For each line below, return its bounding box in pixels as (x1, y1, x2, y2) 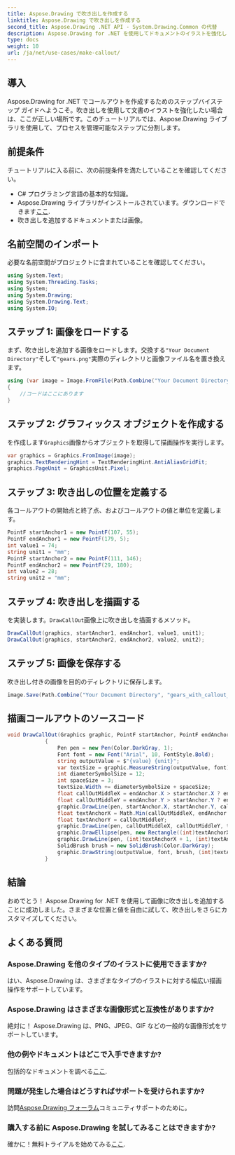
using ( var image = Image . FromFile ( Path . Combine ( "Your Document (7, 377, 199, 384)
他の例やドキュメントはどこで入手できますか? (7, 1050, 162, 1060)
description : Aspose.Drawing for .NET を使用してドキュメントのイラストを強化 (7, 29, 222, 37)
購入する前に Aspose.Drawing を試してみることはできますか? (7, 1123, 216, 1133)
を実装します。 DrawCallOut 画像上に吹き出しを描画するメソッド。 (7, 615, 194, 624)
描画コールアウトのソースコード (7, 712, 145, 724)
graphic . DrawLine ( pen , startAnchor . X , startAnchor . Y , (57, 803, 218, 810)
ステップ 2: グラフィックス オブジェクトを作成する (7, 418, 225, 430)
